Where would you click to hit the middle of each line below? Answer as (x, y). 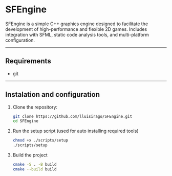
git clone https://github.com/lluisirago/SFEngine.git (72, 116)
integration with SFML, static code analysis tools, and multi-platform (77, 34)
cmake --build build (35, 169)
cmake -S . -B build (35, 165)
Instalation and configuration (53, 94)
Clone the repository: (35, 107)
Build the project (30, 155)
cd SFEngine (25, 121)
